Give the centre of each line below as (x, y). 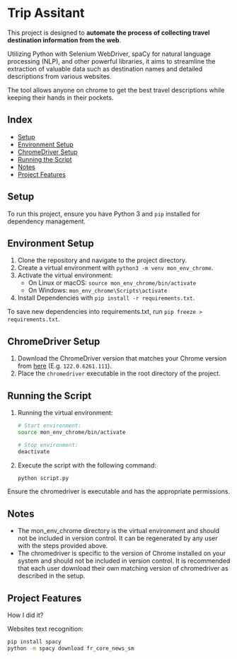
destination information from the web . (64, 40)
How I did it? (25, 615)
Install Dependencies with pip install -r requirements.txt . (106, 298)
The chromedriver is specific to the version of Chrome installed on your (122, 554)
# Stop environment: (48, 445)
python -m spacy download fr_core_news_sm (71, 648)
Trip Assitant (46, 13)
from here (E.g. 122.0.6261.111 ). (64, 366)
